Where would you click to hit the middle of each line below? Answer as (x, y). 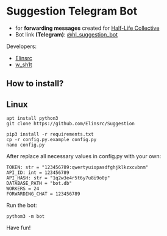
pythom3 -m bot (26, 217)
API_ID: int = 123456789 (38, 173)
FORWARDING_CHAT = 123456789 (43, 194)
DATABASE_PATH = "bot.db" (39, 184)
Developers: (21, 46)
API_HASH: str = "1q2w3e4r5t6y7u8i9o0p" (59, 178)
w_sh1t (23, 64)
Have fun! (19, 228)
